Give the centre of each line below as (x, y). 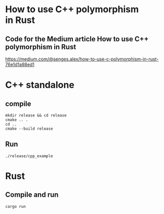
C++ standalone (40, 85)
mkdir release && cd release (36, 115)
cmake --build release (29, 129)
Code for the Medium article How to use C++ (77, 39)
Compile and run (32, 195)
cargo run (16, 206)
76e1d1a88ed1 (20, 64)
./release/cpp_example (29, 156)
